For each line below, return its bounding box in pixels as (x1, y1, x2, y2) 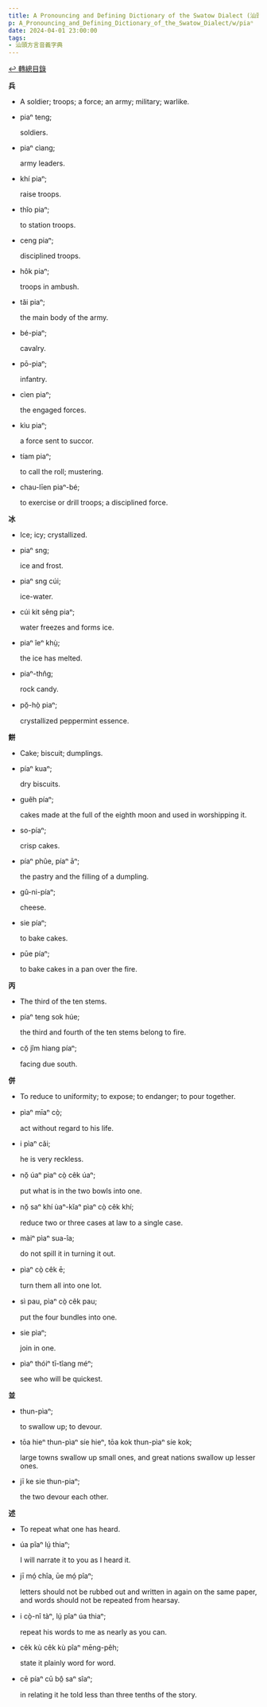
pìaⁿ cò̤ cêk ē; (19, 1265, 66, 1274)
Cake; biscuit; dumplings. (19, 749, 103, 758)
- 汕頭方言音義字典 (8, 41, 64, 49)
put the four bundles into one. (19, 1312, 118, 1322)
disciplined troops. (19, 251, 81, 261)
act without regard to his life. (19, 1124, 114, 1133)
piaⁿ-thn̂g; (19, 669, 54, 679)
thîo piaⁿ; (19, 205, 50, 215)
